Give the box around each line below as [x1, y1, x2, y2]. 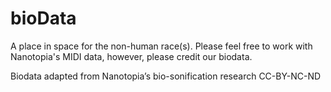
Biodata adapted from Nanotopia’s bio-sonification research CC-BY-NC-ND [10, 70, 322, 82]
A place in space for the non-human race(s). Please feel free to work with [10, 40, 313, 52]
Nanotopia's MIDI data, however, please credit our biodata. [10, 50, 253, 62]
